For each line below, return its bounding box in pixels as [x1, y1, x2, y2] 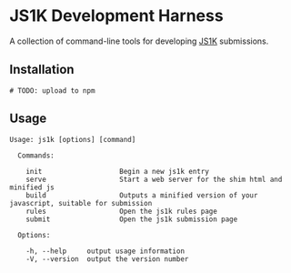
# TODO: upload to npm [9, 86, 95, 96]
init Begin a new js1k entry [25, 167, 209, 176]
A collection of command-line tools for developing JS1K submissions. [9, 35, 269, 46]
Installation [9, 62, 75, 77]
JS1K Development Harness [9, 5, 225, 26]
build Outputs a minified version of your [25, 190, 258, 200]
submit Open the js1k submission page [25, 215, 238, 224]
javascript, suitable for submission [9, 198, 153, 207]
